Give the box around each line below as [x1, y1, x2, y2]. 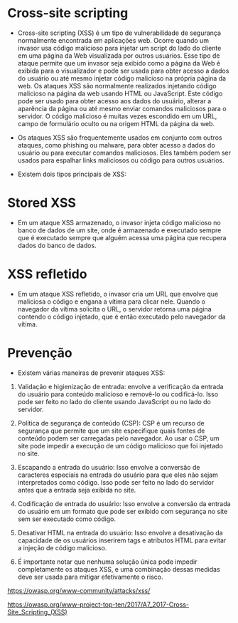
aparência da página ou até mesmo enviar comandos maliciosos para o [17, 104, 227, 113]
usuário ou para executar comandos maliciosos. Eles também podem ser [17, 148, 231, 157]
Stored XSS [7, 195, 77, 211]
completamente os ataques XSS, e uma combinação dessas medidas [17, 565, 220, 573]
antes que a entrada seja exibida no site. [17, 485, 136, 494]
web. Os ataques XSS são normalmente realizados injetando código [17, 81, 217, 90]
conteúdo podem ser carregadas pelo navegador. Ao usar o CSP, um [17, 433, 220, 443]
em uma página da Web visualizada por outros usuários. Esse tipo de [17, 51, 220, 60]
